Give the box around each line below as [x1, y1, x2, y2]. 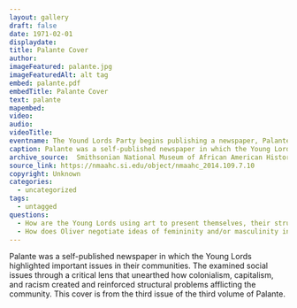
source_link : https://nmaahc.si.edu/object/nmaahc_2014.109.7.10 [9, 161, 255, 170]
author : [9, 54, 38, 63]
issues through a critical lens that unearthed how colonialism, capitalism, [9, 270, 274, 281]
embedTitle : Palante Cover [9, 87, 109, 96]
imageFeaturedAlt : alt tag [9, 71, 109, 80]
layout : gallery [9, 12, 69, 22]
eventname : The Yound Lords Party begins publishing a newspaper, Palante [9, 136, 291, 145]
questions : [9, 210, 49, 219]
